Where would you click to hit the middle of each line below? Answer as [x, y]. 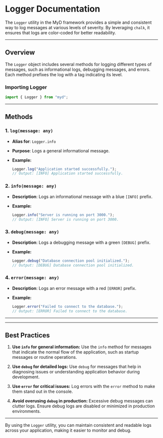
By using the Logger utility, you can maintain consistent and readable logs [78, 425]
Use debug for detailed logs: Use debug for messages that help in [77, 367]
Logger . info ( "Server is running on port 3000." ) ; [63, 215]
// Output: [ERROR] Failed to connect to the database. [70, 311]
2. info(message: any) [31, 186]
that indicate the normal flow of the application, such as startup [75, 352]
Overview [20, 53]
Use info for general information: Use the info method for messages [82, 347]
